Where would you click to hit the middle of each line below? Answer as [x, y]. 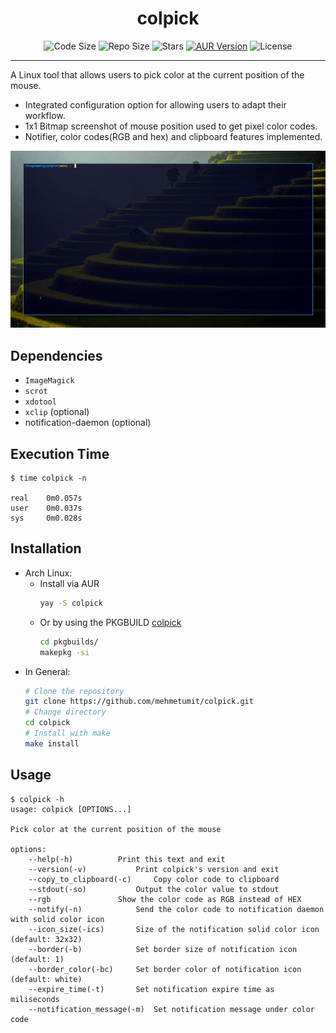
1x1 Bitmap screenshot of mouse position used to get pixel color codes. [171, 126]
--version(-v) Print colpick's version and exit [154, 869]
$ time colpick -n [48, 478]
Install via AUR [69, 583]
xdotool [40, 402]
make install [52, 743]
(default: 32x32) [46, 939]
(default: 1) [37, 959]
